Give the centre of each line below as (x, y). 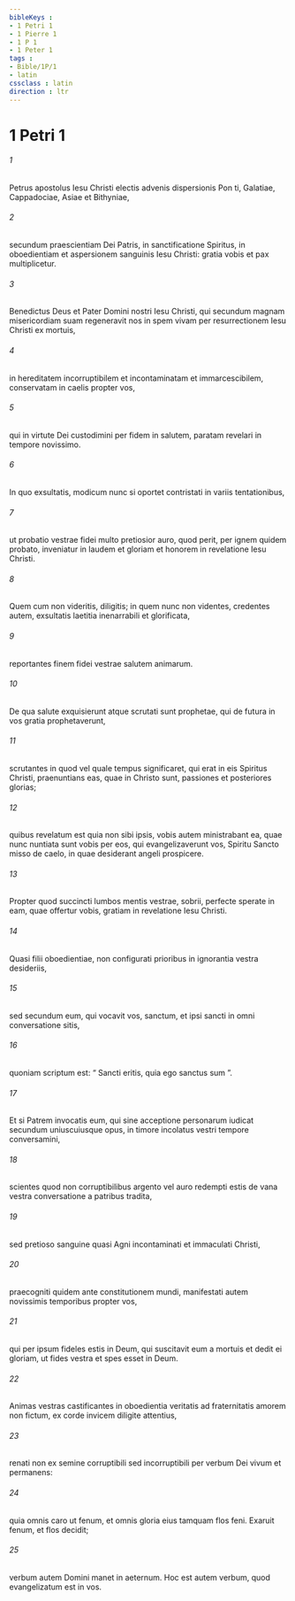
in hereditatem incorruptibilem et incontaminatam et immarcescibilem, (136, 378)
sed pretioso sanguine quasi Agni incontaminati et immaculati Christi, (135, 1244)
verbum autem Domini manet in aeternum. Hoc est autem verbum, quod (140, 1577)
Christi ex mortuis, (42, 330)
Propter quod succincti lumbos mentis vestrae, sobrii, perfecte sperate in (142, 901)
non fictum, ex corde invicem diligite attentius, (93, 1415)
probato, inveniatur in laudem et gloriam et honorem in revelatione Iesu (138, 549)
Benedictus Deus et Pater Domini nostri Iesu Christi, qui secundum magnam (147, 312)
